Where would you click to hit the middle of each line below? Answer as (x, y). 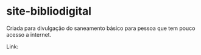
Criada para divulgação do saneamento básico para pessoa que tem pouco (101, 28)
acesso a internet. (29, 34)
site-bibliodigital (49, 11)
